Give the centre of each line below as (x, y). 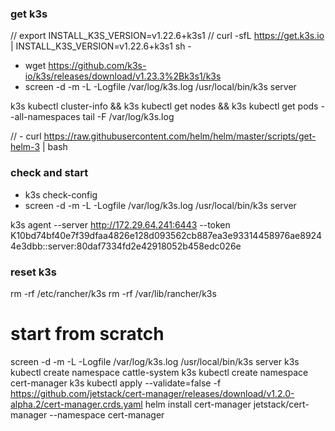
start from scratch (87, 334)
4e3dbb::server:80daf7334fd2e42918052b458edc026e (126, 246)
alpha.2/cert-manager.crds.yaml (76, 404)
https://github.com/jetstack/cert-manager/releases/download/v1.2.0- (152, 393)
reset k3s (33, 272)
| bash (54, 147)
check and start (49, 173)
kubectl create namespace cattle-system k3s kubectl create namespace (159, 372)
